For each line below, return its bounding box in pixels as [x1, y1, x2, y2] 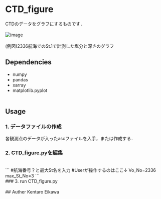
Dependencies [5, 58, 52, 66]
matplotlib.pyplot [12, 87, 48, 93]
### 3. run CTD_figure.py [5, 178, 58, 184]
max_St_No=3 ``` [5, 172, 40, 179]
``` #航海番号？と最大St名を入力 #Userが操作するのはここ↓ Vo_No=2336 [5, 167, 156, 173]
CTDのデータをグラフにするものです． [5, 21, 85, 27]
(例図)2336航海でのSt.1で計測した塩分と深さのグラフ [5, 43, 114, 49]
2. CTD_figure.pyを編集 [5, 149, 63, 156]
